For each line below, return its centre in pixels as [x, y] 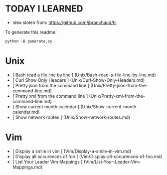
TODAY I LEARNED [44, 9]
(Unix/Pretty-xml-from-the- [117, 96]
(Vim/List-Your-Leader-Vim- [112, 162]
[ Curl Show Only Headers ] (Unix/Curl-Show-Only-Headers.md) [79, 80]
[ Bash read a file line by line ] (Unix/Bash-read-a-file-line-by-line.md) [84, 75]
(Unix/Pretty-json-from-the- [119, 85]
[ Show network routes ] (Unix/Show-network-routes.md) [71, 117]
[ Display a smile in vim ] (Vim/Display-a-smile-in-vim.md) [72, 151]
